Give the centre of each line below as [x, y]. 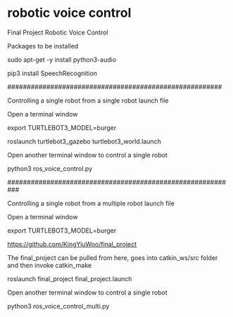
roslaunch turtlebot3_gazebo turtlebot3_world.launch [84, 141]
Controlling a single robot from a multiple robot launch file [91, 203]
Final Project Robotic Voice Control [58, 32]
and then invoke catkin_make [50, 265]
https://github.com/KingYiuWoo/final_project [72, 244]
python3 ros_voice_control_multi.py [58, 306]
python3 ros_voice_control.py [50, 168]
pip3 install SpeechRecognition [52, 73]
